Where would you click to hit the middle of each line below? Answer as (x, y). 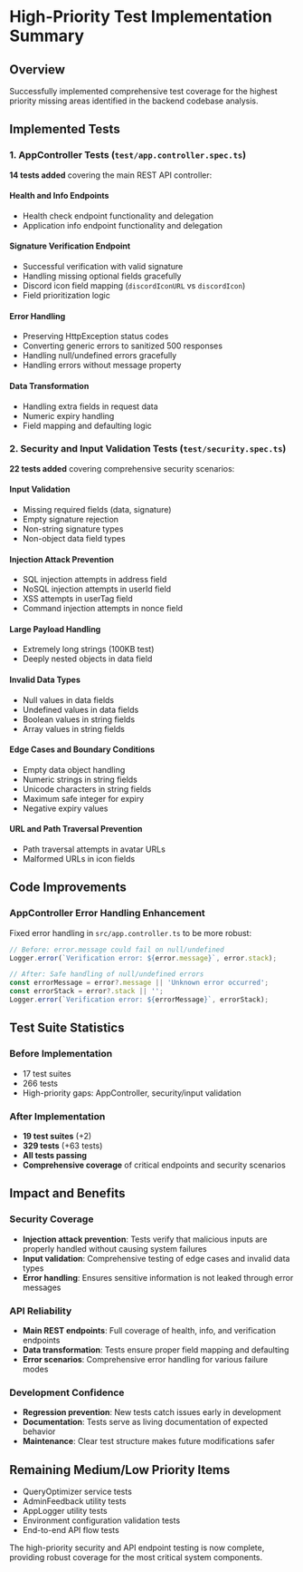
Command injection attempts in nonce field (103, 609)
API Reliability (41, 1311)
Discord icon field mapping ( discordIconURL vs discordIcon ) (134, 286)
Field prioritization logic (66, 296)
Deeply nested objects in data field (87, 659)
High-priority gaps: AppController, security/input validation (132, 1093)
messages (42, 1287)
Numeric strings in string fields (80, 779)
